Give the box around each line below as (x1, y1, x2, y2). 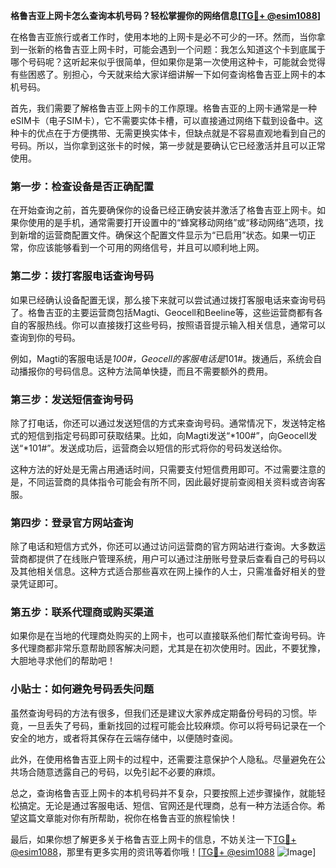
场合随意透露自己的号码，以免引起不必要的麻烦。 (18, 765, 221, 778)
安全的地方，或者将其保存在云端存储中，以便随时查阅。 (10, 732, 238, 744)
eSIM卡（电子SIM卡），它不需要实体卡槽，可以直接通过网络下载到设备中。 (10, 115, 315, 126)
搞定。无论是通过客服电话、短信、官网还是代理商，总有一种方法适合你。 (18, 799, 317, 811)
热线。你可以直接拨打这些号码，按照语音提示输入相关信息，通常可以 (44, 319, 326, 331)
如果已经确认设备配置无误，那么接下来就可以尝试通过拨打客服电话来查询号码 (10, 294, 326, 306)
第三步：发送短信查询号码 (10, 392, 134, 406)
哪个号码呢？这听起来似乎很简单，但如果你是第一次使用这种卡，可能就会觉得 (10, 56, 326, 68)
